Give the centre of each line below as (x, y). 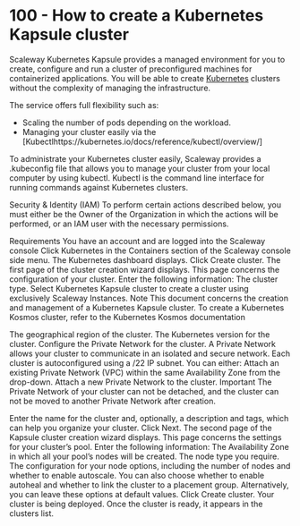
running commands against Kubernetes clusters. (99, 187)
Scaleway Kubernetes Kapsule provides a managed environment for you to (147, 59)
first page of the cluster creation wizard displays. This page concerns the (145, 269)
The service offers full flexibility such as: (84, 105)
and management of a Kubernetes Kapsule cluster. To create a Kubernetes (147, 307)
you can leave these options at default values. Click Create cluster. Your (142, 494)
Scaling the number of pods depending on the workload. (126, 123)
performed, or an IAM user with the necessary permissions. (119, 224)
